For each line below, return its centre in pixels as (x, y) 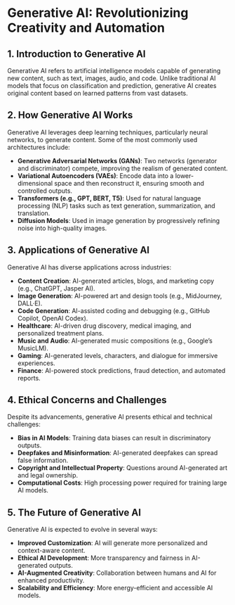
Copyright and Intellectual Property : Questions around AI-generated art (122, 468)
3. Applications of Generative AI (78, 250)
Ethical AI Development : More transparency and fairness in (104, 558)
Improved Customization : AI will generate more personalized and (113, 543)
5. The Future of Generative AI (74, 512)
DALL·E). (30, 303)
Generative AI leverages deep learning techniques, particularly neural (108, 132)
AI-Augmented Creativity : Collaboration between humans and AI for (117, 573)
